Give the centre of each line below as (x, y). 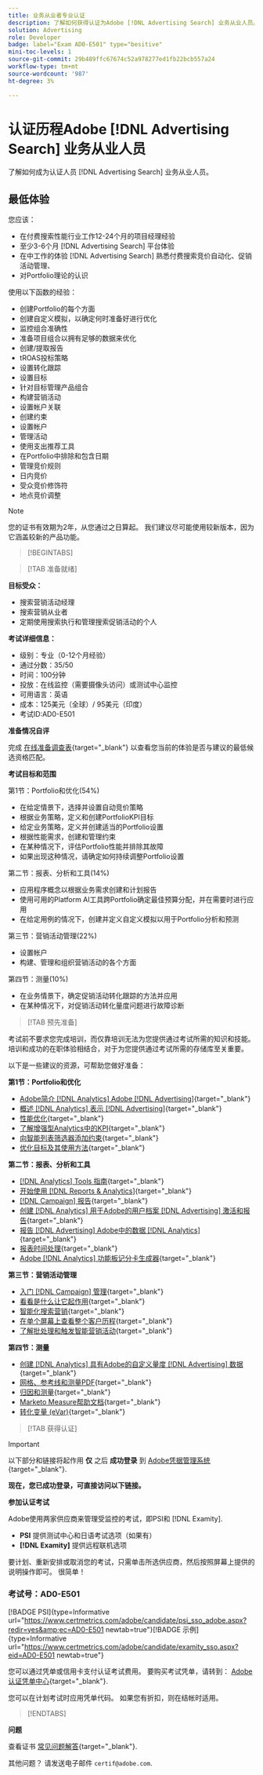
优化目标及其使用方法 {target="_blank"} (82, 1148)
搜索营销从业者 (43, 612)
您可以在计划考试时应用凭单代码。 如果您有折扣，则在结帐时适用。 (115, 1697)
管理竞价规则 (40, 466)
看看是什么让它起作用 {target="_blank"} (82, 1302)
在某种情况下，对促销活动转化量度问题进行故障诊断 (102, 1006)
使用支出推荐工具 (47, 446)
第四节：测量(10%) (38, 979)
